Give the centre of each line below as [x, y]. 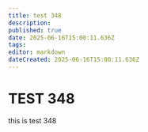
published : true [35, 30]
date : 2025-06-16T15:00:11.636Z [61, 38]
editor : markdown [37, 52]
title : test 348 [35, 15]
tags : [17, 45]
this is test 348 [32, 120]
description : [30, 23]
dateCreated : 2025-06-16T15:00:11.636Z [74, 60]
